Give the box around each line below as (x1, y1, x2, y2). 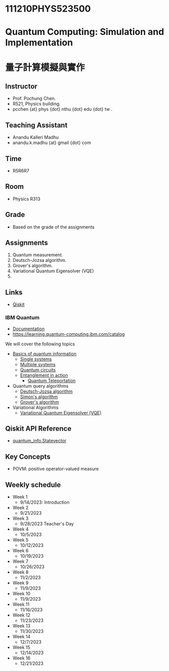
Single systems (20, 356, 52, 362)
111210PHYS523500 (5, 3, 91, 15)
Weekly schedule (5, 480, 61, 489)
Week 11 (12, 601, 30, 607)
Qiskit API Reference (5, 424, 72, 433)
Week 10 (12, 590, 31, 597)
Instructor (5, 82, 38, 91)
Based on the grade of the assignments (12, 223, 95, 230)
